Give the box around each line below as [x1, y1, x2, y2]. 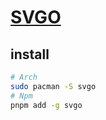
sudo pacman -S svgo [10, 81, 97, 91]
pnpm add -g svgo [10, 100, 83, 110]
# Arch [10, 72, 38, 82]
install [10, 46, 50, 63]
